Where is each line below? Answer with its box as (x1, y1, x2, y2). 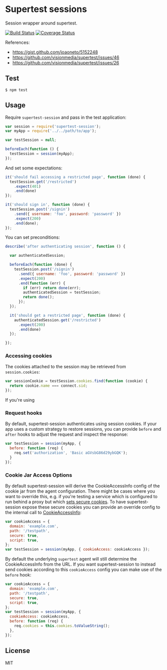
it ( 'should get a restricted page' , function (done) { (9, 313, 126, 318)
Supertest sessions (5, 3, 87, 15)
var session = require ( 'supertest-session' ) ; (5, 124, 101, 129)
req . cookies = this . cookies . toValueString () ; (14, 624, 110, 629)
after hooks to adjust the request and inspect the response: (5, 431, 128, 438)
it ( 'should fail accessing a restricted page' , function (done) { (5, 174, 146, 179)
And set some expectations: (5, 165, 63, 171)
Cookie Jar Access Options (5, 471, 73, 478)
